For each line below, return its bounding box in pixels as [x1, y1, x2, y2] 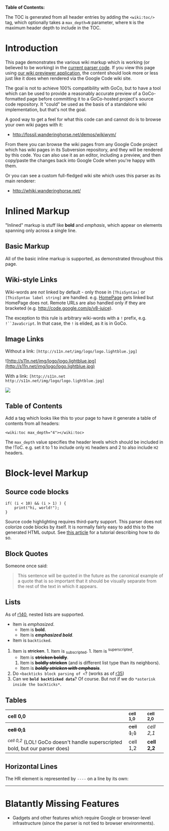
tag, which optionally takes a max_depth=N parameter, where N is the [5, 20, 144, 25]
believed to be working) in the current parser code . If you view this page [5, 64, 155, 70]
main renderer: [5, 178, 36, 184]
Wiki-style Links [5, 275, 58, 284]
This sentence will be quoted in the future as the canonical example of [17, 572, 163, 578]
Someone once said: [5, 563, 48, 569]
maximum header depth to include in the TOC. [5, 25, 101, 31]
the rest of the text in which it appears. [17, 583, 98, 589]
